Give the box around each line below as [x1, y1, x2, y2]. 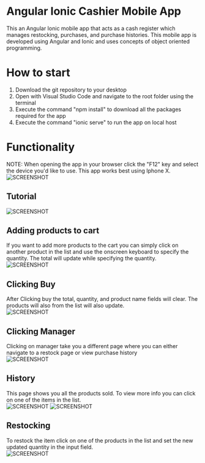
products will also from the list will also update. [6, 302, 125, 309]
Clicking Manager [6, 326, 75, 337]
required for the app [15, 112, 66, 119]
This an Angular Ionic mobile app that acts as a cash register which [6, 25, 176, 32]
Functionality [6, 140, 75, 154]
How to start [6, 66, 70, 80]
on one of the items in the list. [6, 396, 81, 403]
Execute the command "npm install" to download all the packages [15, 106, 182, 113]
